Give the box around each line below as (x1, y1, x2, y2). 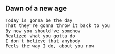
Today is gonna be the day (5, 17, 73, 23)
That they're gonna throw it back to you (5, 22, 110, 29)
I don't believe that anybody (5, 38, 81, 44)
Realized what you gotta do (5, 33, 75, 39)
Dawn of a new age (5, 4, 67, 13)
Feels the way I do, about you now (5, 43, 94, 49)
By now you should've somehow (5, 28, 81, 34)
